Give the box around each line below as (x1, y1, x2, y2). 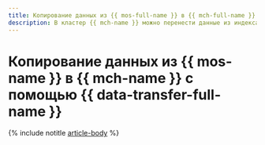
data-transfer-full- (96, 85, 222, 103)
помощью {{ (8, 85, 94, 103)
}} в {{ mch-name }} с (48, 69, 194, 87)
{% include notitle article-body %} (8, 129, 120, 138)
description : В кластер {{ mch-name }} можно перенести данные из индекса (8, 19, 259, 27)
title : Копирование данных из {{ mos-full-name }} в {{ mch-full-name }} (8, 11, 256, 20)
